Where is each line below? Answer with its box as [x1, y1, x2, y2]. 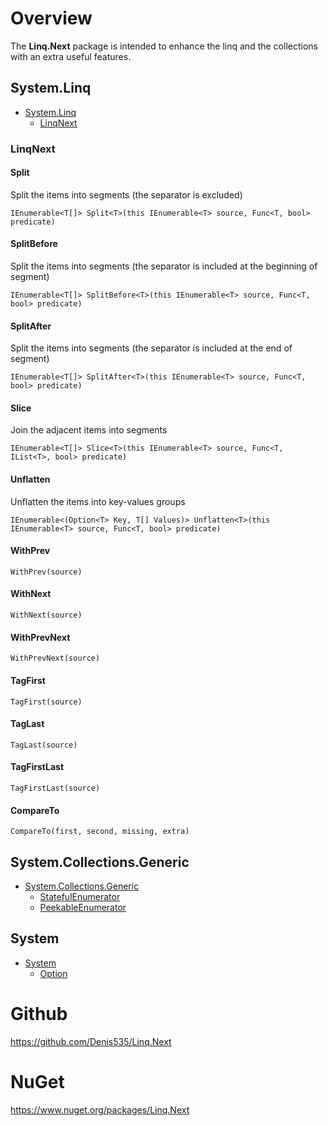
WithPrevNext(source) [10, 653, 101, 664]
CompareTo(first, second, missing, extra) [10, 827, 190, 837]
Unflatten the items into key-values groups [10, 495, 186, 507]
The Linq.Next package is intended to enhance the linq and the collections [10, 40, 318, 52]
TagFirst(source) [10, 697, 83, 707]
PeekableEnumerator [39, 901, 127, 913]
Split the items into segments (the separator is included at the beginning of [10, 260, 318, 272]
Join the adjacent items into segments [10, 424, 168, 436]
